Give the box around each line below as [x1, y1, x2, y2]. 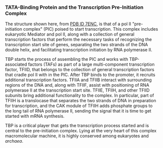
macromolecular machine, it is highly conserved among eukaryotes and [5, 133, 149, 139]
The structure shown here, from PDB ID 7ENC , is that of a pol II [5, 21, 131, 27]
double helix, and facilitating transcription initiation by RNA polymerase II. [5, 47, 152, 53]
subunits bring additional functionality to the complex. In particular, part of [5, 92, 154, 98]
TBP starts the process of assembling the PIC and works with [5, 56, 128, 62]
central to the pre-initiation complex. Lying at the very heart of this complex [5, 128, 157, 134]
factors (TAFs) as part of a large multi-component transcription [28, 61, 155, 67]
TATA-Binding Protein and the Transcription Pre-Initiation [5, 4, 144, 11]
